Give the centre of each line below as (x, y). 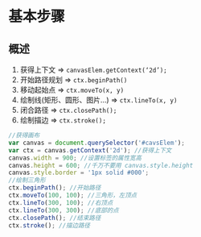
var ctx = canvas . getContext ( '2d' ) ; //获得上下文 (90, 150)
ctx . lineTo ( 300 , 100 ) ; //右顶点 (61, 202)
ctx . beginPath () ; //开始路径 (55, 188)
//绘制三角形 (27, 181)
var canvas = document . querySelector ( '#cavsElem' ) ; (96, 143)
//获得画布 (24, 135)
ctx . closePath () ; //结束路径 (55, 218)
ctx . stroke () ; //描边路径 (49, 225)
